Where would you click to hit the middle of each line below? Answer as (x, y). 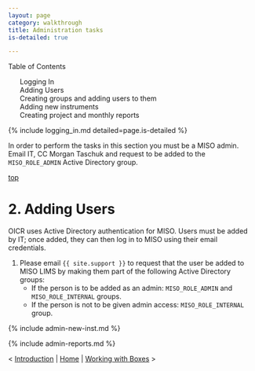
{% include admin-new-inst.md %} (64, 329)
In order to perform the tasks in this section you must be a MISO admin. (124, 145)
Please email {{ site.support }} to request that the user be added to (132, 263)
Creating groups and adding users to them (88, 98)
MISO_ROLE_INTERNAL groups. (76, 296)
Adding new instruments (59, 107)
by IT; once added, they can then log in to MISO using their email (113, 240)
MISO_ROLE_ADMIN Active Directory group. (73, 163)
